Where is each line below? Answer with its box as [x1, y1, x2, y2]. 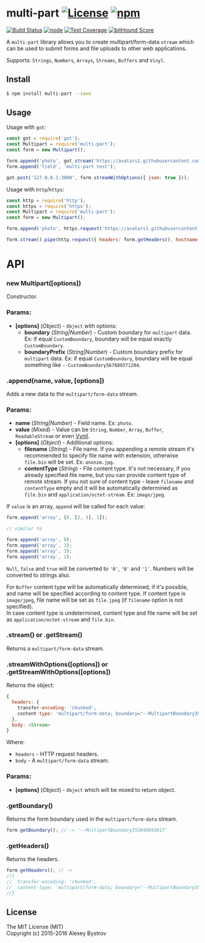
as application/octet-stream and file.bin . [6, 615, 115, 623]
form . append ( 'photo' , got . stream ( [6, 158, 95, 165]
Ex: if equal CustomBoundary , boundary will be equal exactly [24, 335, 172, 342]
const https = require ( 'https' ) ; [6, 203, 92, 209]
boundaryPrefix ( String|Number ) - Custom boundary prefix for [24, 348, 183, 355]
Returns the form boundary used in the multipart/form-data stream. [6, 815, 178, 823]
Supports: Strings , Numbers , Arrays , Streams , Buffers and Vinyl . [6, 56, 165, 64]
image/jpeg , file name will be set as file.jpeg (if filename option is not [6, 596, 183, 604]
